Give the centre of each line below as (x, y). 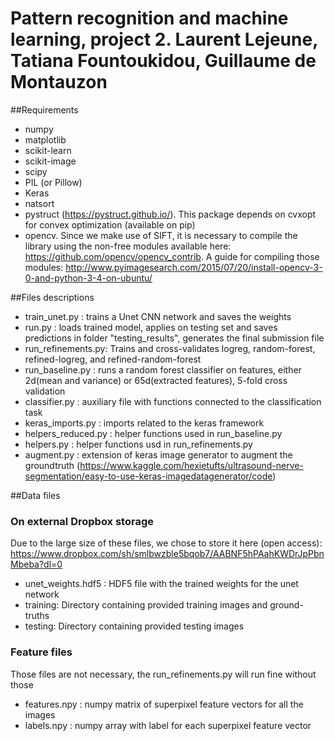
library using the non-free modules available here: (128, 246)
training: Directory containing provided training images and (146, 605)
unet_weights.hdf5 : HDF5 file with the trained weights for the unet (161, 584)
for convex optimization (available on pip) (110, 224)
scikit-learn (48, 150)
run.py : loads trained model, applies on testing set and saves (151, 327)
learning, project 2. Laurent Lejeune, (164, 39)
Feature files (41, 652)
